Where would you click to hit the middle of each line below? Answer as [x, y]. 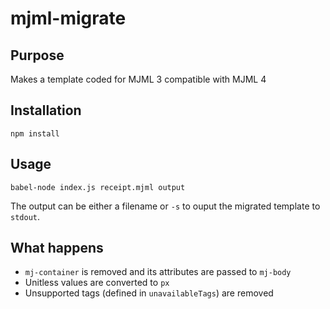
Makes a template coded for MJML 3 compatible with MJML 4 [138, 79]
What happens [57, 248]
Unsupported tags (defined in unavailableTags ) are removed [149, 293]
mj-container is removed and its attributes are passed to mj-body [158, 272]
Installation [46, 110]
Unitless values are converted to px [97, 283]
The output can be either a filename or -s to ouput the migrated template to [165, 206]
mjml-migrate [68, 18]
